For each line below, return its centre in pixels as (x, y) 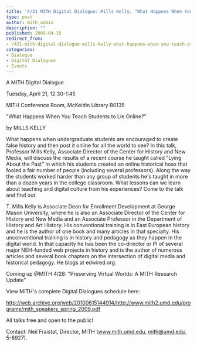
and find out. (21, 195)
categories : (21, 50)
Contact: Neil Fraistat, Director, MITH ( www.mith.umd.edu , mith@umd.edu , (96, 332)
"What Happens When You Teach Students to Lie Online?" (76, 117)
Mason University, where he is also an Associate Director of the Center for (96, 213)
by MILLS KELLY (26, 128)
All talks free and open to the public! (50, 320)
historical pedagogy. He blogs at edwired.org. (61, 263)
